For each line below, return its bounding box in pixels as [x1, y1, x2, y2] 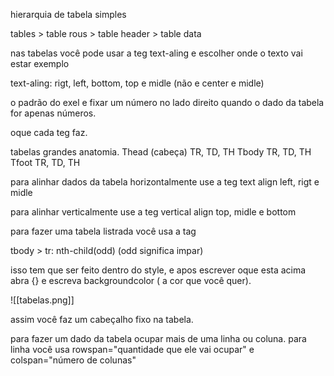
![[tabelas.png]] [10, 294, 75, 306]
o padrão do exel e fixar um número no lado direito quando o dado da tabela [10, 97, 325, 108]
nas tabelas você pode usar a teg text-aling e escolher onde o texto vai [10, 47, 303, 59]
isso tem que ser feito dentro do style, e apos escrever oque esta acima [10, 264, 307, 276]
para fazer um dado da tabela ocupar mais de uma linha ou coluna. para [10, 333, 307, 344]
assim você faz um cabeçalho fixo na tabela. [10, 314, 194, 325]
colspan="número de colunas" [10, 354, 137, 366]
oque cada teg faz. [10, 127, 88, 138]
